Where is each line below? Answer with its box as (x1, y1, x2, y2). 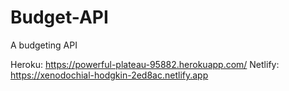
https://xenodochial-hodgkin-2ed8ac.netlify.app (10, 69, 209, 81)
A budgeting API (10, 39, 78, 51)
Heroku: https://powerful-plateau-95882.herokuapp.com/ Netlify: (10, 58, 280, 70)
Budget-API (10, 6, 109, 29)
